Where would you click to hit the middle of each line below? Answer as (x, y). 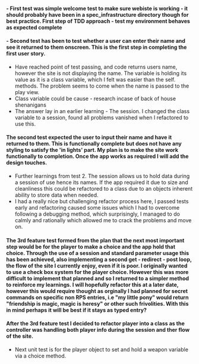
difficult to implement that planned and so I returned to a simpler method (97, 278)
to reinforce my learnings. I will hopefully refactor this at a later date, (92, 284)
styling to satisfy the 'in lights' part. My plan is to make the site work (92, 150)
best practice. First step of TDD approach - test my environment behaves (98, 21)
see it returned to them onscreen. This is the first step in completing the (97, 47)
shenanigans (30, 105)
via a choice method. (40, 356)
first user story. (26, 54)
